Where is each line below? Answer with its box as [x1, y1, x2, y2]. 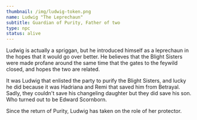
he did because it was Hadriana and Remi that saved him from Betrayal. [6, 83, 180, 90]
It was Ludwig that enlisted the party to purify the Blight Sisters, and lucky [6, 77, 186, 85]
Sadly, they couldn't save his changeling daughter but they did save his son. [6, 90, 192, 97]
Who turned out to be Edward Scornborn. [6, 96, 108, 103]
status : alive [6, 31, 41, 37]
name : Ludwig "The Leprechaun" [6, 14, 83, 20]
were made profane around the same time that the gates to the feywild [6, 60, 178, 67]
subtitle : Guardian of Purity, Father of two [6, 20, 120, 25]
